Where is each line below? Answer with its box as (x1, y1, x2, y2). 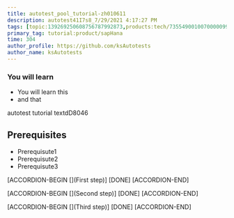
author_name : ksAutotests (7, 49, 82, 56)
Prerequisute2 (17, 155, 58, 163)
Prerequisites (7, 129, 67, 141)
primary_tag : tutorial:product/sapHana (7, 29, 123, 37)
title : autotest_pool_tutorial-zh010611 (7, 10, 127, 17)
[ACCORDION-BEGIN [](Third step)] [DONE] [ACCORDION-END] (7, 203, 192, 211)
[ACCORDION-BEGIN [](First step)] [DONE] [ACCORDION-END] (7, 176, 189, 184)
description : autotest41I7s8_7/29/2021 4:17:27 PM (7, 17, 157, 24)
